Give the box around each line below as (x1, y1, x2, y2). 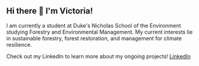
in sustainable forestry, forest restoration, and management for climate (6, 34, 182, 42)
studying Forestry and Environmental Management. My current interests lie (6, 28, 193, 35)
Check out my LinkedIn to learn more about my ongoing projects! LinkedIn (6, 52, 191, 60)
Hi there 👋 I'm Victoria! (6, 6, 93, 16)
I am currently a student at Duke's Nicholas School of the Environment (6, 22, 181, 29)
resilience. (6, 41, 32, 48)
